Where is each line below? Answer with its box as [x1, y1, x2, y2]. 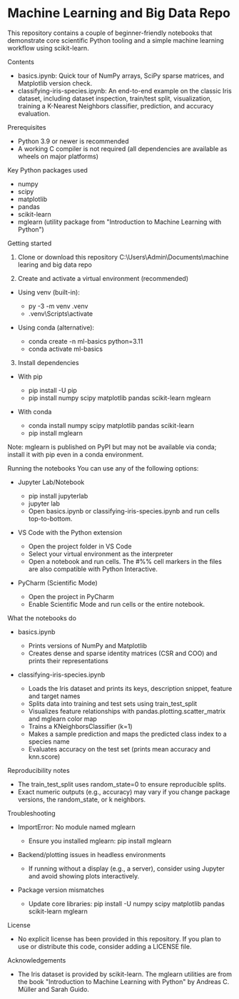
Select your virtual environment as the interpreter [28, 549, 173, 558]
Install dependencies [17, 358, 80, 367]
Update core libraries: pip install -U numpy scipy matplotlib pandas [28, 899, 225, 908]
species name [28, 737, 70, 746]
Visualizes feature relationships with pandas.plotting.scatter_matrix [28, 707, 226, 715]
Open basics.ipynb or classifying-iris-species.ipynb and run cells [28, 506, 220, 515]
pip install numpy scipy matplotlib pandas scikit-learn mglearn [28, 394, 211, 402]
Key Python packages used [7, 165, 88, 174]
